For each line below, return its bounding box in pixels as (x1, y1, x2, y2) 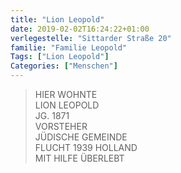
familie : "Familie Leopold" (10, 42, 128, 53)
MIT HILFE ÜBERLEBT (34, 152, 125, 164)
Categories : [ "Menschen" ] (10, 61, 118, 71)
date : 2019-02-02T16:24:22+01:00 (10, 24, 150, 34)
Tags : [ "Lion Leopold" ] (10, 52, 110, 62)
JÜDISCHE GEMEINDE (34, 131, 128, 143)
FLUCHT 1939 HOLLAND (34, 142, 138, 153)
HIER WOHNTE (34, 89, 98, 100)
